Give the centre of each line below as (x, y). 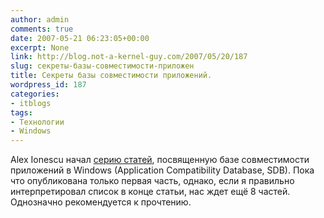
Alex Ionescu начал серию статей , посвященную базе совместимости (160, 160)
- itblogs (31, 103)
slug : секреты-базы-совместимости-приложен (102, 66)
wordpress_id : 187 (48, 85)
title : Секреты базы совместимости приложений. (111, 76)
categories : (35, 94)
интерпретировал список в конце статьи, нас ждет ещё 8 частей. (150, 192)
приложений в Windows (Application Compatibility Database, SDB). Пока (162, 170)
